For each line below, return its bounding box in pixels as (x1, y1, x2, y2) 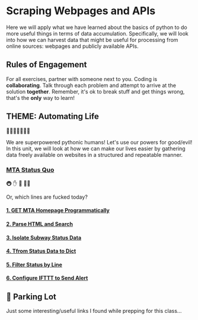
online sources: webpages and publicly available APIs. (6, 43, 139, 50)
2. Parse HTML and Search (6, 221, 73, 228)
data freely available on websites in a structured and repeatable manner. (6, 151, 183, 158)
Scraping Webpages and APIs (6, 4, 156, 18)
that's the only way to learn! (6, 94, 75, 101)
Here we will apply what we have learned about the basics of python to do (6, 24, 188, 31)
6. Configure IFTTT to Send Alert (6, 274, 88, 282)
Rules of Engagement (6, 60, 87, 70)
